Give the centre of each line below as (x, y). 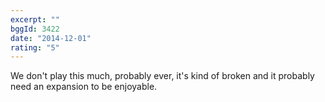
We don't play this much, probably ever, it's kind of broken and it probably (162, 76)
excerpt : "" (35, 19)
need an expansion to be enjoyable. (84, 87)
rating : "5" (35, 47)
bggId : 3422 (35, 29)
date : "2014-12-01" (51, 38)
